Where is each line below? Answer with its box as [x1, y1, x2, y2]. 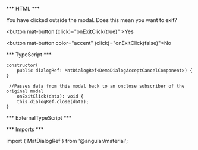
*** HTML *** [6, 5, 40, 12]
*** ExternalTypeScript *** [6, 114, 72, 121]
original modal [6, 88, 44, 94]
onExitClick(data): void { [17, 94, 84, 100]
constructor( [6, 62, 39, 68]
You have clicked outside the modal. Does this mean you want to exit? [6, 17, 177, 23]
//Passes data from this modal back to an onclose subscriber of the [8, 83, 185, 89]
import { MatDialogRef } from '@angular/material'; [6, 138, 128, 144]
